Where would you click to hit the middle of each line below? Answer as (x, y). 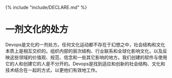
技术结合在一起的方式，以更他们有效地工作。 (53, 70)
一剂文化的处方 (37, 30)
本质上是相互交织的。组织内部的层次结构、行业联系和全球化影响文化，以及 (84, 51)
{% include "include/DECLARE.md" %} (46, 7)
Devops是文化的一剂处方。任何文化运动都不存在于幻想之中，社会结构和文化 (85, 44)
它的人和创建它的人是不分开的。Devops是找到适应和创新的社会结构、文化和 (85, 64)
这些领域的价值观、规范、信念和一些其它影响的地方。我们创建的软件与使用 (88, 57)
